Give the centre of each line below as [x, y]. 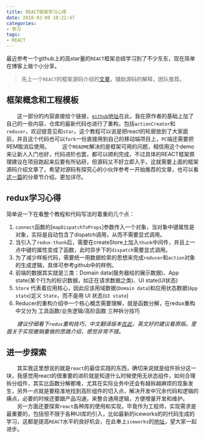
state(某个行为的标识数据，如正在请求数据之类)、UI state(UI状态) [96, 280]
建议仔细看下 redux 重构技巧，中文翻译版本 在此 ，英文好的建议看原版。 [104, 323]
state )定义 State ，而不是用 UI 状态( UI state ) [72, 295]
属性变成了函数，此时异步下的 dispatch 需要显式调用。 [104, 250]
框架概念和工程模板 [42, 100]
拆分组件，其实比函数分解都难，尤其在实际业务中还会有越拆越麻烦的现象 [97, 383]
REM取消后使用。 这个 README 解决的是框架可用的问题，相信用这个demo [100, 146]
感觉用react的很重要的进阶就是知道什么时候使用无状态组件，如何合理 [109, 376]
